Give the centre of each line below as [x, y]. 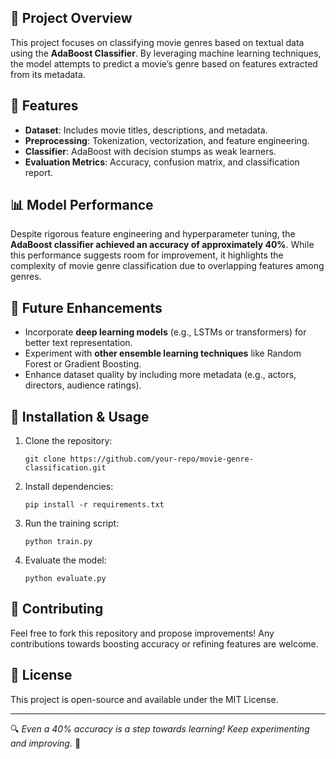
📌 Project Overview [71, 18]
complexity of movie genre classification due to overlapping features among [167, 266]
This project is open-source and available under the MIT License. [144, 699]
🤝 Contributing [57, 609]
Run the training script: [72, 523]
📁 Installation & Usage [80, 416]
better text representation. [78, 343]
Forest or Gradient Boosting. [83, 364]
